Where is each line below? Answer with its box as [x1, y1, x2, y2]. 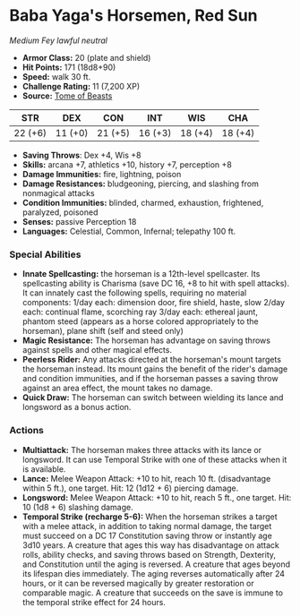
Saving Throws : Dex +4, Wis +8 [21, 150, 141, 160]
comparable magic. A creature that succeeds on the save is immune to [21, 587, 284, 598]
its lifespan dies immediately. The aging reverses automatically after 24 [21, 568, 285, 578]
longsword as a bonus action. [21, 402, 132, 413]
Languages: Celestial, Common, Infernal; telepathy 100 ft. [21, 226, 236, 236]
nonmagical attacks [21, 187, 96, 198]
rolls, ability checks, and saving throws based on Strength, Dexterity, [21, 549, 276, 560]
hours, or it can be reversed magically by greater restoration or [21, 577, 255, 588]
